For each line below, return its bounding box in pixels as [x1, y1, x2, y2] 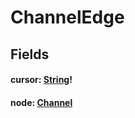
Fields [10, 46, 50, 63]
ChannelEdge [10, 6, 125, 29]
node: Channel [10, 96, 73, 108]
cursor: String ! [10, 74, 73, 86]
